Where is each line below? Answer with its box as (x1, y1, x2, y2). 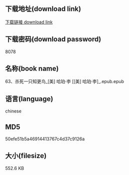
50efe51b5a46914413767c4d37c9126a (5, 136, 85, 142)
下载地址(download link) (5, 4, 81, 13)
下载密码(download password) (5, 35, 101, 43)
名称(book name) (5, 64, 59, 73)
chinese (5, 108, 21, 114)
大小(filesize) (5, 151, 46, 160)
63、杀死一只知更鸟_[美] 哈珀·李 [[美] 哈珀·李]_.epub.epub (5, 78, 124, 84)
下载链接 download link (5, 19, 53, 25)
